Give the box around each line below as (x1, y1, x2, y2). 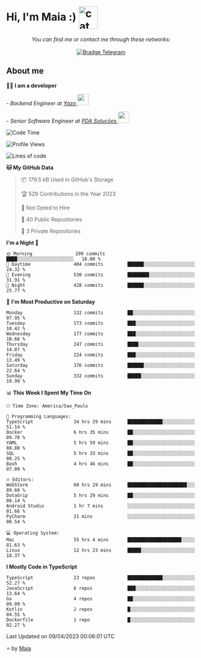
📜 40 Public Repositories (20, 215, 82, 223)
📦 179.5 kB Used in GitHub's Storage (20, 176, 114, 183)
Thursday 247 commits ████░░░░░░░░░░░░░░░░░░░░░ (6, 341, 196, 347)
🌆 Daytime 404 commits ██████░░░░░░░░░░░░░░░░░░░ (6, 261, 196, 267)
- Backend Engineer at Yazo (6, 99, 76, 106)
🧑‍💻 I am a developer (6, 82, 57, 89)
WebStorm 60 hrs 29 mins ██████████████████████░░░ (6, 482, 196, 488)
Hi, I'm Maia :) (6, 10, 76, 23)
